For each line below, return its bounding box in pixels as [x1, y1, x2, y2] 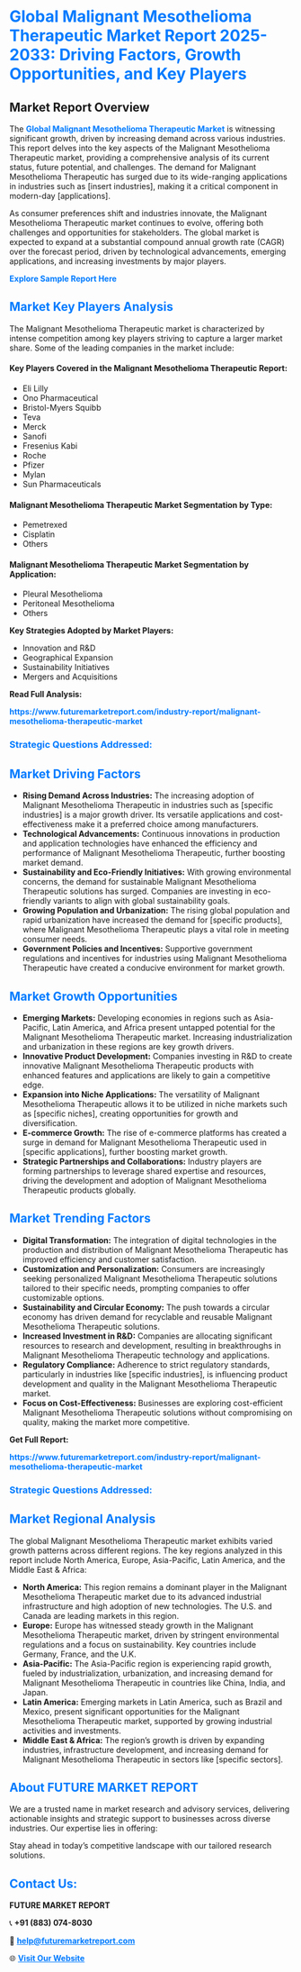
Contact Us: [9, 1876, 78, 1891]
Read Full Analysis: [9, 689, 83, 700]
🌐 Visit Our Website [9, 1953, 85, 1964]
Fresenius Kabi [22, 441, 78, 451]
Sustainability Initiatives [22, 662, 111, 673]
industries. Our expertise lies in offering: [9, 1822, 158, 1834]
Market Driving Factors [9, 766, 141, 781]
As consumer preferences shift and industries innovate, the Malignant [9, 208, 268, 218]
